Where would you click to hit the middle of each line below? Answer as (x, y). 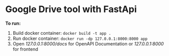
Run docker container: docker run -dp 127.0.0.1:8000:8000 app (80, 38)
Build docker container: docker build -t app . (62, 33)
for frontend (25, 49)
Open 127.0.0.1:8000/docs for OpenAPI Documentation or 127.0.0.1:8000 (88, 43)
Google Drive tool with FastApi (71, 9)
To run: (13, 23)
